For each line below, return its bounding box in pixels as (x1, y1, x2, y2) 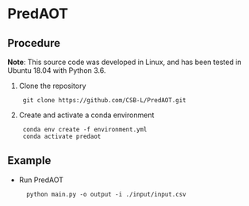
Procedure (7, 36, 61, 50)
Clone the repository (18, 81, 86, 90)
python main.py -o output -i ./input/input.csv (26, 190, 187, 198)
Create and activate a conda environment (18, 110, 155, 120)
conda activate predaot (22, 132, 102, 140)
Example (7, 154, 52, 167)
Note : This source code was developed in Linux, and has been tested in (7, 57, 242, 67)
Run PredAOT (18, 175, 64, 185)
